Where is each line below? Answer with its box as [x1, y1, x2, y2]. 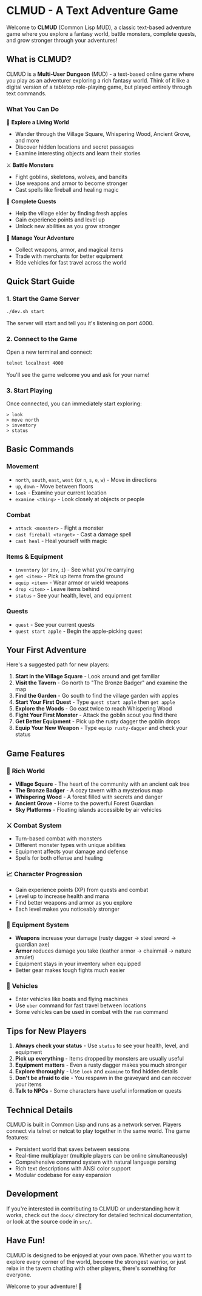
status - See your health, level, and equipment [15, 592, 132, 599]
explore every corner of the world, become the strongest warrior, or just [6, 1258, 186, 1265]
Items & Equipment [6, 552, 64, 561]
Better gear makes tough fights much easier [15, 967, 126, 974]
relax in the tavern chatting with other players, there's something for [6, 1264, 177, 1272]
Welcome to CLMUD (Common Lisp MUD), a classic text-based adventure [6, 24, 192, 31]
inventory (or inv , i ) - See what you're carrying [15, 566, 135, 573]
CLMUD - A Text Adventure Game [6, 4, 179, 18]
